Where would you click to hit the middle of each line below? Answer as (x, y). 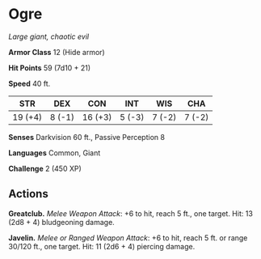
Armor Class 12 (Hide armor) (57, 52)
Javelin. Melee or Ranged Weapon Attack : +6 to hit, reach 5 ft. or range (128, 238)
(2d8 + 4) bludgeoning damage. (61, 222)
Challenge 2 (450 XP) (45, 168)
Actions (28, 194)
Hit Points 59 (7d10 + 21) (50, 68)
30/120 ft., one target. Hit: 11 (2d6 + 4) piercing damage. (102, 246)
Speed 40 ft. (29, 83)
